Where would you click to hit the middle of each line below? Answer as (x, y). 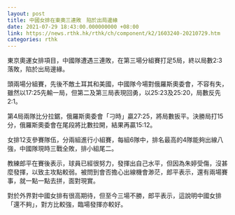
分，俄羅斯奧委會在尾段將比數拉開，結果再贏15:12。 (82, 125)
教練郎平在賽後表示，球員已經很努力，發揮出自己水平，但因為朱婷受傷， (111, 163)
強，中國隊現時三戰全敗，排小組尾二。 (62, 149)
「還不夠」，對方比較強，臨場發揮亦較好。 (67, 205)
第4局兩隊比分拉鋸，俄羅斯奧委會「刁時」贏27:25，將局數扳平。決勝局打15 (115, 117)
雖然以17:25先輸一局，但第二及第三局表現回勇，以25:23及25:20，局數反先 (114, 93)
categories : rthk (33, 40)
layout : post (26, 14)
